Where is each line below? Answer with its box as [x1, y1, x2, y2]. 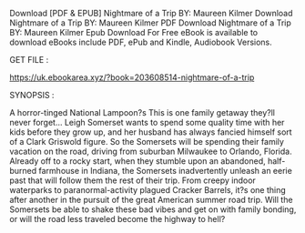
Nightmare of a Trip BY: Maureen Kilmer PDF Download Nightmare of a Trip [9, 17, 291, 28]
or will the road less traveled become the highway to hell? [9, 214, 226, 224]
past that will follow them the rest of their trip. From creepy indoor [9, 175, 257, 186]
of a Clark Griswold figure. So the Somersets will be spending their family [9, 137, 285, 147]
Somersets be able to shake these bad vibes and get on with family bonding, [9, 204, 297, 215]
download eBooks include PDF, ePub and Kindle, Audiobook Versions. [9, 36, 273, 47]
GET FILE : [9, 55, 49, 65]
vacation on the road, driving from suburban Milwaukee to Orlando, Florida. [9, 146, 293, 157]
